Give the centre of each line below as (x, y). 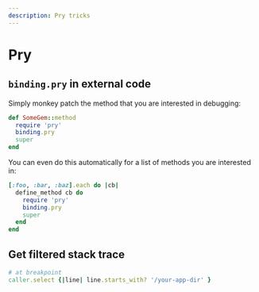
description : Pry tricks (49, 15)
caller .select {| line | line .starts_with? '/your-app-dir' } (110, 280)
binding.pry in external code (80, 84)
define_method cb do (49, 192)
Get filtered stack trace (67, 254)
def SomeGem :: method (43, 117)
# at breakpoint (35, 272)
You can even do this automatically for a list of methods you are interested (130, 162)
